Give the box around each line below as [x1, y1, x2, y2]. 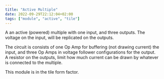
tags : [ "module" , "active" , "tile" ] [5, 16, 80, 21]
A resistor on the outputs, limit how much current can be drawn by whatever [5, 55, 159, 60]
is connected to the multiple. [5, 59, 63, 66]
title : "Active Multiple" [5, 7, 58, 12]
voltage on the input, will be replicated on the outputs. [5, 35, 114, 40]
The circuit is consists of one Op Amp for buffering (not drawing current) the [5, 44, 160, 50]
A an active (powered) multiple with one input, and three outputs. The [5, 30, 145, 36]
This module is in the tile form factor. [5, 69, 79, 75]
